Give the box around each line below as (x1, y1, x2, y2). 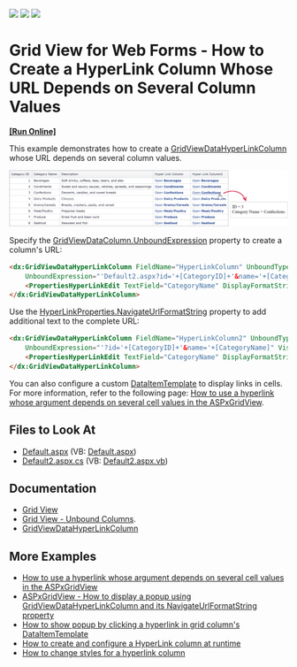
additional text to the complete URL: (9, 316, 140, 326)
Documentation (9, 481, 97, 496)
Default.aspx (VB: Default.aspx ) (21, 446, 137, 456)
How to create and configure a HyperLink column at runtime (21, 638, 241, 649)
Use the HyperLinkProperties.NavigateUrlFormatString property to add (9, 306, 267, 318)
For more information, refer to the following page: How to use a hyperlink (9, 387, 275, 398)
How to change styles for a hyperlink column (21, 648, 186, 658)
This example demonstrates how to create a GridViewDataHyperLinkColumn (9, 142, 287, 154)
